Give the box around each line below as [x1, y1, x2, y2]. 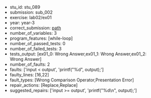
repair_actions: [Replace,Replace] [9, 82, 78, 88]
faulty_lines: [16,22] [9, 72, 49, 77]
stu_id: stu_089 [9, 4, 41, 10]
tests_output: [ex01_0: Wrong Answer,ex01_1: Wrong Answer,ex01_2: [9, 51, 147, 57]
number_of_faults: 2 [9, 61, 50, 67]
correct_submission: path [9, 25, 61, 31]
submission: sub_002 [9, 9, 53, 15]
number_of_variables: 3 [9, 30, 57, 36]
